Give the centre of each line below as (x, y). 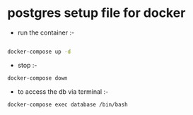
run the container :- (46, 32)
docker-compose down (38, 78)
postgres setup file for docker (96, 13)
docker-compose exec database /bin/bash (68, 104)
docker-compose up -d (39, 52)
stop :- (27, 65)
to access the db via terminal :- (63, 91)
